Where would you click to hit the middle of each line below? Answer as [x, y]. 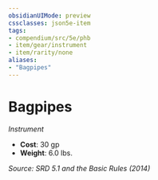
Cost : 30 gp [39, 144]
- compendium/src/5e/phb [49, 38]
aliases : [23, 61]
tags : [17, 30]
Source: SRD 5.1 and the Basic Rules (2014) [79, 168]
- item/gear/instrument [48, 45]
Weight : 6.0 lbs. [46, 153]
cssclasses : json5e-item [49, 23]
